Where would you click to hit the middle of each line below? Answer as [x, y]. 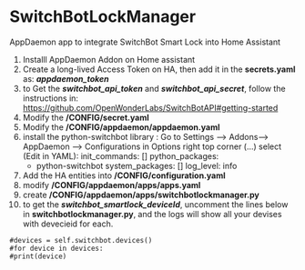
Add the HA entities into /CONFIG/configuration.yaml [124, 175]
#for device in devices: [56, 248]
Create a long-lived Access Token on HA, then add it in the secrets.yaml [159, 69]
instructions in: [51, 98]
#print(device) [38, 256]
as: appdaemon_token [66, 78]
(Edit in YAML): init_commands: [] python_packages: [121, 155]
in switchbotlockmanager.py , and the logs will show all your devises [152, 214]
